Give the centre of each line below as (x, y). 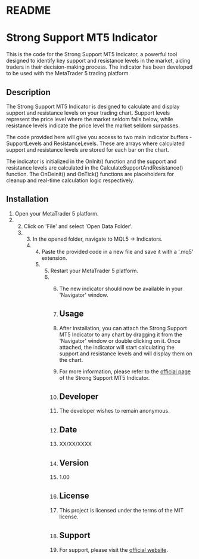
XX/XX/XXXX (76, 444)
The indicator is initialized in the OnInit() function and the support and (91, 161)
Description (28, 92)
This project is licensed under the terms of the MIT (121, 510)
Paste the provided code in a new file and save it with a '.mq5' (117, 251)
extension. (54, 258)
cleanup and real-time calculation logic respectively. (70, 180)
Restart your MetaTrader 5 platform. (94, 271)
